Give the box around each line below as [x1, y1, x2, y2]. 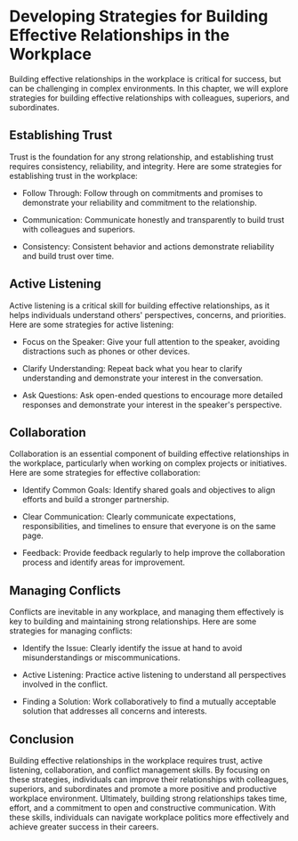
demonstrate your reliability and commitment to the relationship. [21, 197, 258, 208]
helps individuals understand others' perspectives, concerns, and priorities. [9, 309, 286, 320]
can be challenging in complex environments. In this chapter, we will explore [9, 83, 289, 94]
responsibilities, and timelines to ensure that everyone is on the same [21, 521, 276, 532]
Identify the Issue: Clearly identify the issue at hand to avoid [21, 643, 243, 654]
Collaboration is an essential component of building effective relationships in [9, 448, 290, 460]
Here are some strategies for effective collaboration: [9, 468, 201, 478]
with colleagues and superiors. [21, 224, 136, 234]
